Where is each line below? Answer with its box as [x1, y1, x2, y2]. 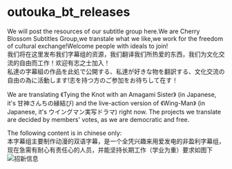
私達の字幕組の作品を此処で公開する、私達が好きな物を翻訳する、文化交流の [7, 67, 225, 75]
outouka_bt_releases [7, 4, 130, 20]
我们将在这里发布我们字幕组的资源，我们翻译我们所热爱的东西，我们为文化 [7, 50, 219, 58]
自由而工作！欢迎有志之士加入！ [19, 58, 110, 66]
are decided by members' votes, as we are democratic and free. [7, 115, 190, 123]
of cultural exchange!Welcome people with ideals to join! [7, 42, 168, 50]
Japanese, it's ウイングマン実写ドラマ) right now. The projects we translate [7, 107, 222, 116]
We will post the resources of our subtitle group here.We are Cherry [7, 27, 200, 35]
